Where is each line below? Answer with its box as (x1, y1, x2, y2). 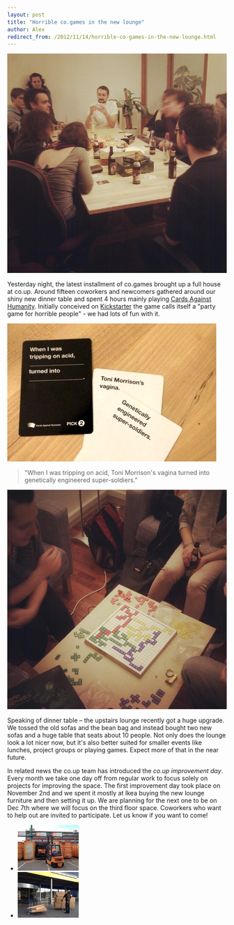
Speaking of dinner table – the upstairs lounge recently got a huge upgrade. (7, 716, 225, 724)
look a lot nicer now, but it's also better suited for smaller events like (7, 738, 202, 747)
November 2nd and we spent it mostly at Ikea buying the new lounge (7, 789, 205, 798)
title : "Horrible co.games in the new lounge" (7, 18, 145, 26)
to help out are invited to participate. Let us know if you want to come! (7, 811, 208, 820)
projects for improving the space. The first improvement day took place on (7, 782, 221, 790)
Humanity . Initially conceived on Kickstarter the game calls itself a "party (7, 302, 216, 311)
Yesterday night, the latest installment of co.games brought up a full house (7, 280, 221, 288)
